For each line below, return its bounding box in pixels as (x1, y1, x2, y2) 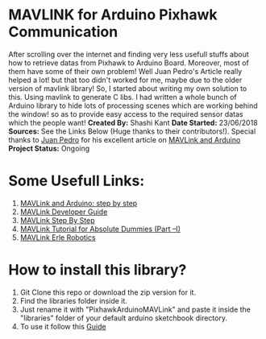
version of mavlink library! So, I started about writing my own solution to (8, 83, 247, 93)
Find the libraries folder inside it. (19, 296, 127, 305)
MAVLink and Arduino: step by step (19, 198, 138, 208)
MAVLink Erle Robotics (19, 232, 96, 242)
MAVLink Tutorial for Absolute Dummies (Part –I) (19, 224, 181, 234)
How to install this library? (8, 261, 187, 279)
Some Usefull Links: (8, 172, 145, 190)
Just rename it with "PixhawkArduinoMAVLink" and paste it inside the (19, 304, 251, 314)
